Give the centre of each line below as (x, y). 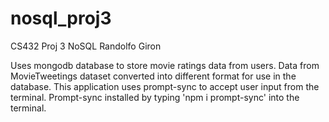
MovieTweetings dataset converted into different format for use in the (153, 76)
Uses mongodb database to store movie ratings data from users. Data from (165, 65)
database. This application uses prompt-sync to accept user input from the (165, 86)
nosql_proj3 (61, 18)
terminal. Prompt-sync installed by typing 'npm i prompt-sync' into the (155, 97)
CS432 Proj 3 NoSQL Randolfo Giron (86, 46)
